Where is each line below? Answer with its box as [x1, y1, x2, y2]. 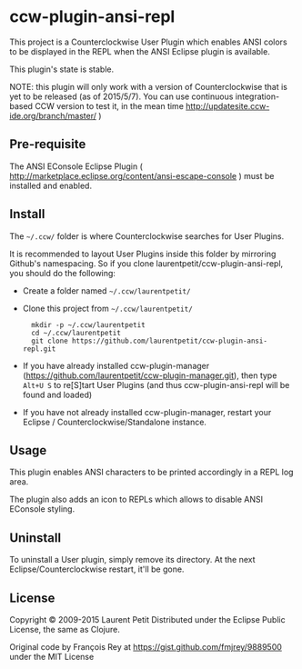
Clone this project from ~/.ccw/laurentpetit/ [22, 303, 193, 314]
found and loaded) [22, 389, 93, 400]
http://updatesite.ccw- [185, 100, 270, 111]
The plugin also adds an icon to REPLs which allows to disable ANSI [9, 494, 264, 505]
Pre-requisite [9, 136, 86, 152]
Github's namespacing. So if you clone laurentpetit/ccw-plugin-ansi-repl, [9, 257, 284, 269]
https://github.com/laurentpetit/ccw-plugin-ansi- [71, 336, 268, 345]
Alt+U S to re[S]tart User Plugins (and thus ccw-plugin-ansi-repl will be [22, 379, 290, 390]
